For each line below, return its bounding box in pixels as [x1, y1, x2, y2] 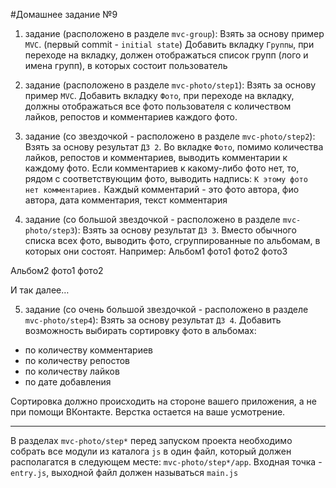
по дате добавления [24, 376, 112, 388]
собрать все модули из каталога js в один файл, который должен [10, 445, 292, 457]
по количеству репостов [24, 355, 131, 366]
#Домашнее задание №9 [10, 9, 118, 20]
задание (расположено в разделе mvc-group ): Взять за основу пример [24, 28, 325, 39]
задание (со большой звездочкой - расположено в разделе [24, 214, 281, 225]
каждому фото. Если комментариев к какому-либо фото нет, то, [24, 162, 300, 174]
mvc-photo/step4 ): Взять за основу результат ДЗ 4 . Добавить [24, 314, 282, 326]
